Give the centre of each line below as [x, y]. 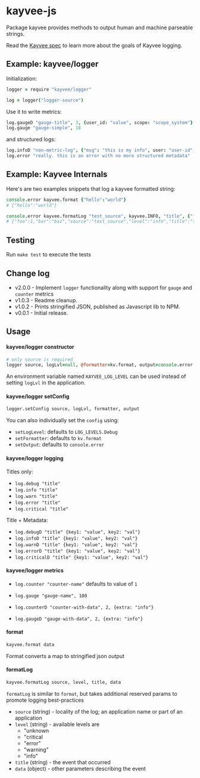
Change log [28, 273]
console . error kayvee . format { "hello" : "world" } [66, 200]
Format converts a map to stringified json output [65, 656]
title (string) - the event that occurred [63, 762]
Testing [21, 240]
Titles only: [20, 472]
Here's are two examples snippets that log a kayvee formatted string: [91, 188]
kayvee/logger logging [35, 458]
